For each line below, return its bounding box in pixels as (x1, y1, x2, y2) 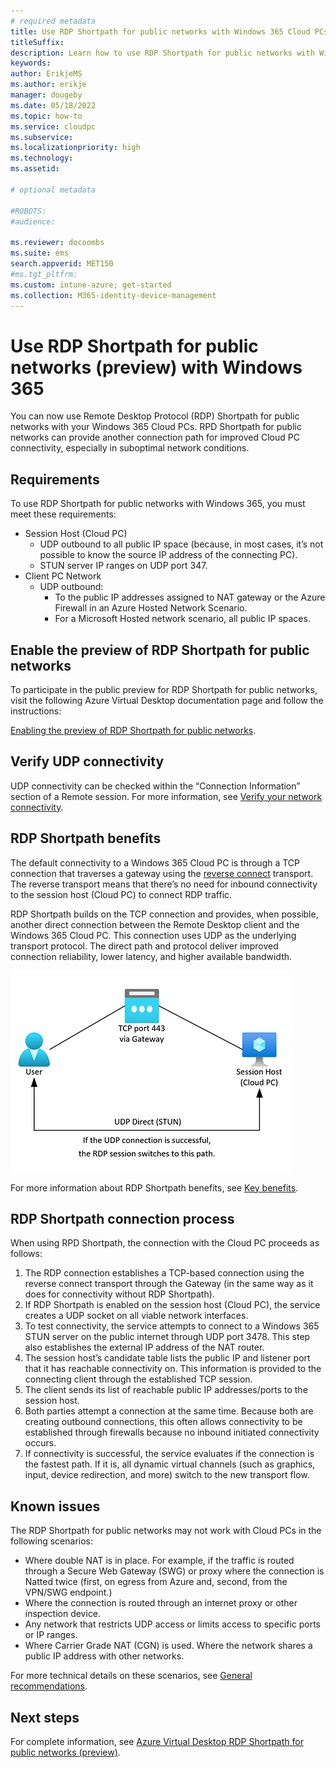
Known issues (10, 1498, 101, 1515)
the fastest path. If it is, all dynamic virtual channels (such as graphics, (24, 1458, 316, 1470)
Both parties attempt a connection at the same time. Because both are (24, 1405, 314, 1417)
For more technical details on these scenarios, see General (10, 1670, 253, 1682)
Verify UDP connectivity (10, 753, 165, 770)
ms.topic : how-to (10, 111, 83, 121)
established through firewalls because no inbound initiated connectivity (24, 1426, 320, 1439)
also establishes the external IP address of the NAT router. (24, 1341, 265, 1354)
